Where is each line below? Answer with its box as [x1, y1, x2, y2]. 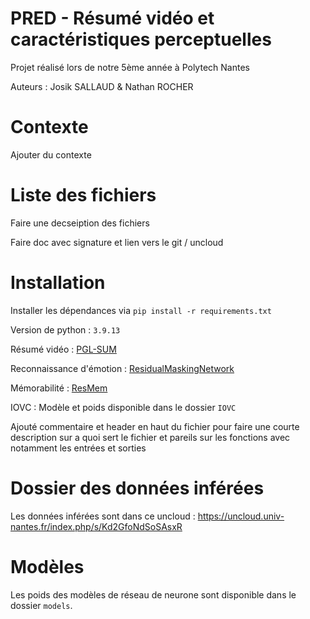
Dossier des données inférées [10, 477, 265, 499]
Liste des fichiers [10, 184, 157, 207]
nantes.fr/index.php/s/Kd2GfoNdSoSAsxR [10, 520, 183, 532]
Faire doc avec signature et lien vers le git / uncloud [10, 236, 224, 248]
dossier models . [10, 599, 73, 611]
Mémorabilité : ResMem [10, 382, 108, 394]
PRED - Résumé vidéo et [10, 7, 215, 30]
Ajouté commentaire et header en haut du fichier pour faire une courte [10, 420, 300, 432]
